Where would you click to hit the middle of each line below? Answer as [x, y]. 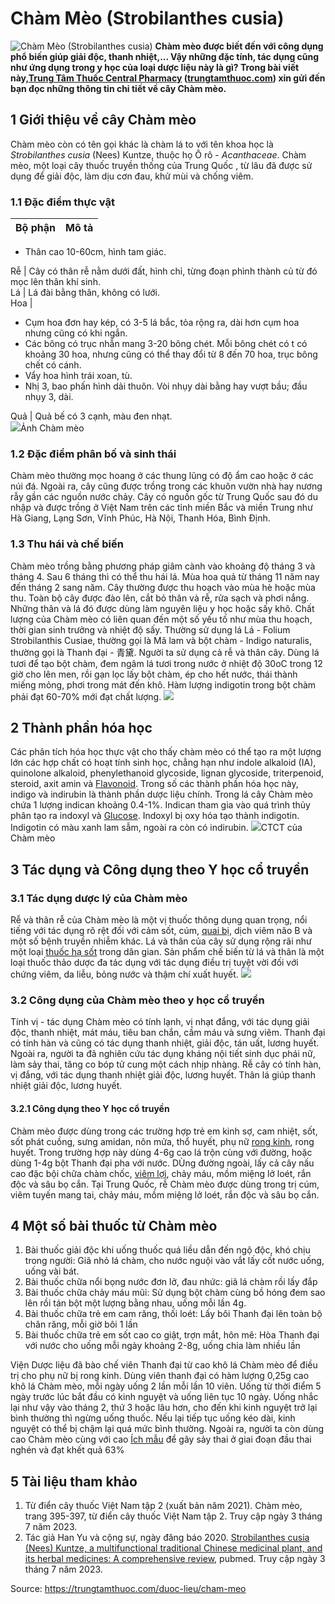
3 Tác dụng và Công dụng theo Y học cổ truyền [160, 869]
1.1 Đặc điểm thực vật [62, 202]
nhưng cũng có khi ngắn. [76, 333]
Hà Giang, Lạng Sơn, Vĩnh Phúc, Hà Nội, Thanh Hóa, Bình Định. [140, 518]
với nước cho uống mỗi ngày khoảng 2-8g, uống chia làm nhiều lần [162, 1346]
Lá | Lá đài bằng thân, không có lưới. [85, 293]
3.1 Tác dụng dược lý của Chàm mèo [99, 898]
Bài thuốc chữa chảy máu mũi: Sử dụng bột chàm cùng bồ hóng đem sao [175, 1293]
